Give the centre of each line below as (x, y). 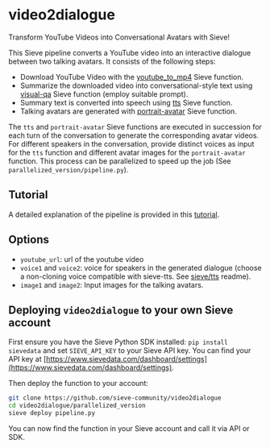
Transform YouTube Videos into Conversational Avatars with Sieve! (119, 37)
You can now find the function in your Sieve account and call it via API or (129, 428)
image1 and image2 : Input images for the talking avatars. (112, 284)
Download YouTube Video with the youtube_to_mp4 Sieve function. (132, 77)
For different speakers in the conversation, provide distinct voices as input (131, 143)
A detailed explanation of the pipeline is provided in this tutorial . (114, 214)
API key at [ (27, 359)
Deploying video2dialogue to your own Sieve (121, 310)
